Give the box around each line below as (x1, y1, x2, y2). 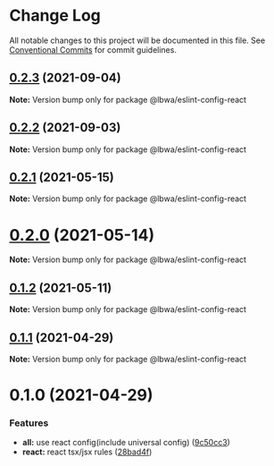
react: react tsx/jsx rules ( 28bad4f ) (21, 446, 153, 457)
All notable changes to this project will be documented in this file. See (9, 35, 266, 46)
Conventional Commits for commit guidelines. (9, 44, 177, 55)
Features (9, 417, 49, 429)
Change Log (9, 5, 101, 26)
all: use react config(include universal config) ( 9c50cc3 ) (21, 437, 230, 448)
